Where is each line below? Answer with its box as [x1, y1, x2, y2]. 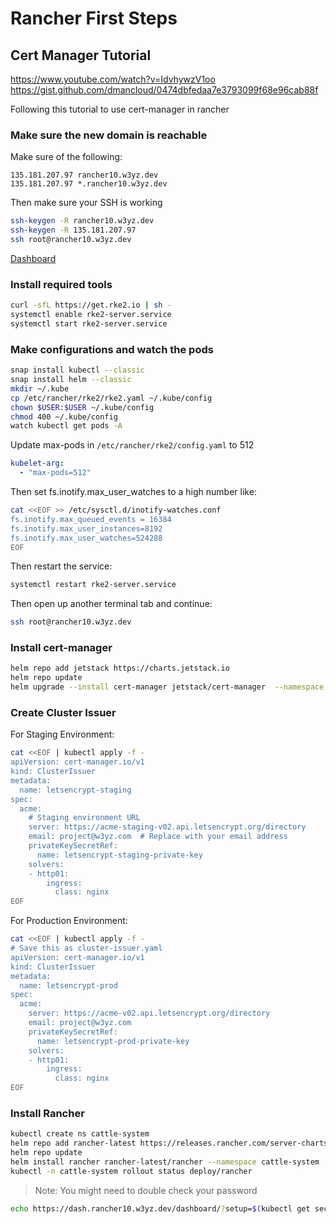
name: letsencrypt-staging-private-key [36, 850, 203, 860]
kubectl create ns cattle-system [10, 1129, 150, 1139]
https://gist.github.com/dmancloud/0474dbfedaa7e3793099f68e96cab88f [10, 84, 319, 96]
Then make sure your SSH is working [10, 197, 163, 209]
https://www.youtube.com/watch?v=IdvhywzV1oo [10, 73, 216, 85]
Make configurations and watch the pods [10, 342, 214, 356]
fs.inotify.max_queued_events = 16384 [10, 514, 172, 524]
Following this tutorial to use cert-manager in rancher [10, 103, 230, 115]
